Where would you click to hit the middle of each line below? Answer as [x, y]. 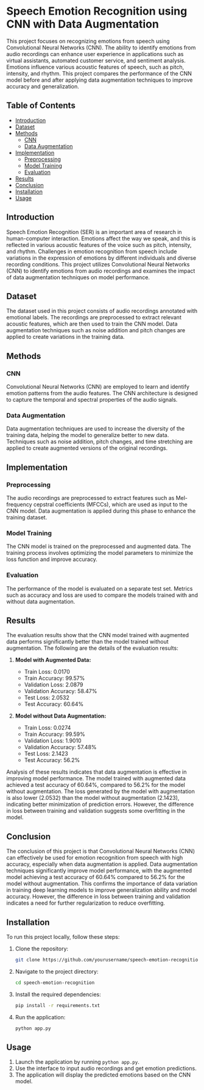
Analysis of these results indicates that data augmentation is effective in [97, 772]
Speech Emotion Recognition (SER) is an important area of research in [94, 232]
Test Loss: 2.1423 [46, 753]
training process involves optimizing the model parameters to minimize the [100, 553]
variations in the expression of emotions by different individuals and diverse [101, 258]
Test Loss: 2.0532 [47, 698]
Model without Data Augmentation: [61, 716]
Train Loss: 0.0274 [47, 728]
